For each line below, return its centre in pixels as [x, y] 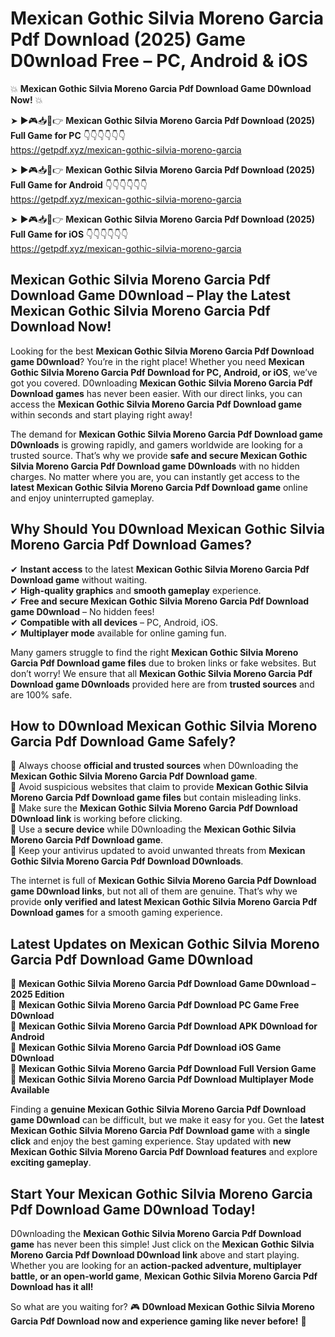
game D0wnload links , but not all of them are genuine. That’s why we [154, 891]
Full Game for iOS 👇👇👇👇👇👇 [69, 234]
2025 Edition [37, 994]
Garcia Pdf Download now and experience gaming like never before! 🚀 [158, 1321]
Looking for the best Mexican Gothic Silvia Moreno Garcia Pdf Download [162, 351]
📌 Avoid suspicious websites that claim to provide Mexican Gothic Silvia [159, 787]
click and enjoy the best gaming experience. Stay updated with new [151, 1141]
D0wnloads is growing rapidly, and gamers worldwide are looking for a [156, 444]
